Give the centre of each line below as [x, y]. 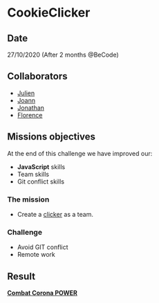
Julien [26, 93]
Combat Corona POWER [43, 293]
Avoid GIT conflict [43, 247]
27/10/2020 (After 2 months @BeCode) [63, 55]
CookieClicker [49, 13]
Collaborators [37, 76]
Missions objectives [51, 137]
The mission [28, 199]
